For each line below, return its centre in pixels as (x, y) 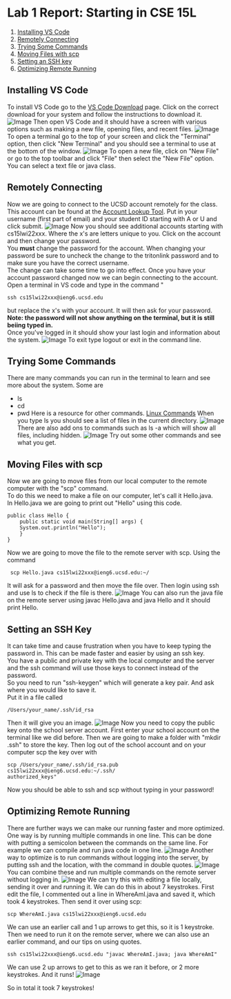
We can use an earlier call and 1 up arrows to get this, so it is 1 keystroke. (111, 926)
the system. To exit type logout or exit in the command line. (104, 339)
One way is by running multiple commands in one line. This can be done (110, 835)
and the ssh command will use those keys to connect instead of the (103, 668)
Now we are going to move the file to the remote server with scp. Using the (114, 553)
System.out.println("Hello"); (63, 528)
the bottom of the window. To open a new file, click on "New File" (113, 151)
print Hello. (23, 608)
